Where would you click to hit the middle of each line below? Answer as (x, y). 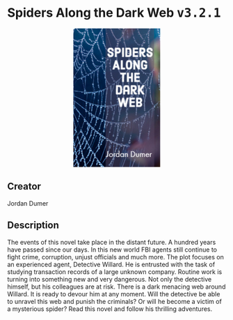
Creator (24, 186)
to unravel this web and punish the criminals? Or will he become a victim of (115, 301)
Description (33, 226)
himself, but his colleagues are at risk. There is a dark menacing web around (116, 287)
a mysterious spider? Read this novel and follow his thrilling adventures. (110, 309)
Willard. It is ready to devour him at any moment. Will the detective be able (114, 294)
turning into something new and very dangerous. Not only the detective (110, 279)
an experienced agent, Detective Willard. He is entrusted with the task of (111, 264)
